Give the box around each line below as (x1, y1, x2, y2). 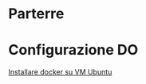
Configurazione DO (8, 41, 139, 59)
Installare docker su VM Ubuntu (8, 67, 112, 77)
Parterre (8, 5, 65, 23)
